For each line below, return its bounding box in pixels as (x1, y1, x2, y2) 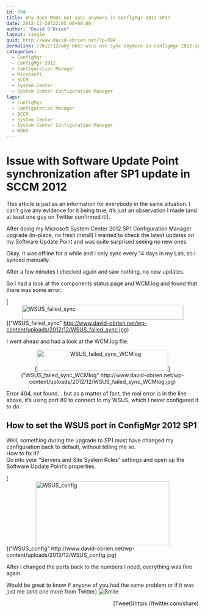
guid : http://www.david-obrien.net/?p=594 (6, 37, 116, 43)
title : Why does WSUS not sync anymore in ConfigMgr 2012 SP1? (6, 15, 171, 21)
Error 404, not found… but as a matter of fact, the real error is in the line (6, 389, 187, 397)
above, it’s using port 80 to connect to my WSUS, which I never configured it (6, 396, 199, 403)
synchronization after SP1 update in (6, 167, 190, 181)
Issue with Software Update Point (6, 154, 179, 168)
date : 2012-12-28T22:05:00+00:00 (6, 20, 92, 26)
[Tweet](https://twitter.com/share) (113, 600, 199, 607)
